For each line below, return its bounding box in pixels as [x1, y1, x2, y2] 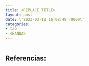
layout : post [5, 12, 33, 17]
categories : [5, 21, 30, 27]
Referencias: [5, 54, 47, 63]
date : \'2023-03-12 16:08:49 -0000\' [5, 17, 85, 22]
